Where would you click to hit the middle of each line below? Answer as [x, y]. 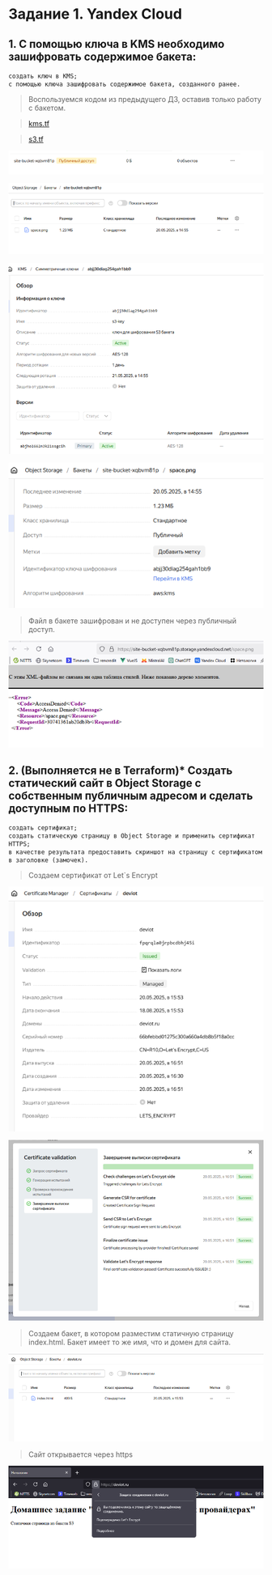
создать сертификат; [43, 828]
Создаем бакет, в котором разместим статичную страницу [131, 1333]
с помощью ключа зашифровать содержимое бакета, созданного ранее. [125, 84]
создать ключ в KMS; [43, 76]
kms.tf [39, 123]
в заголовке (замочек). [49, 860]
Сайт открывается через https [81, 1454]
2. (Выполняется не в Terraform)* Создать [121, 770]
